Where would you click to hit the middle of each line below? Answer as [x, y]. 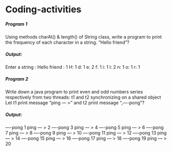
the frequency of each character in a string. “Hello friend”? [68, 43]
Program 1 [16, 24]
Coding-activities [43, 10]
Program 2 [17, 79]
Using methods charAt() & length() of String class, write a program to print [84, 37]
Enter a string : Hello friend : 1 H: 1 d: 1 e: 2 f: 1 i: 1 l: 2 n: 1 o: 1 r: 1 [73, 67]
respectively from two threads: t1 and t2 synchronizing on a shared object [83, 97]
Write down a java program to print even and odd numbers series [74, 92]
